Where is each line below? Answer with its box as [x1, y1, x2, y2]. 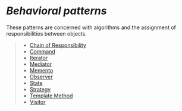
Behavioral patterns [6, 4, 107, 18]
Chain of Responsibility [29, 42, 86, 49]
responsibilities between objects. [6, 30, 87, 37]
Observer [29, 73, 53, 80]
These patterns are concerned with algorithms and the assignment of [6, 24, 177, 31]
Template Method [29, 92, 73, 99]
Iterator [29, 54, 48, 61]
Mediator [29, 61, 52, 68]
